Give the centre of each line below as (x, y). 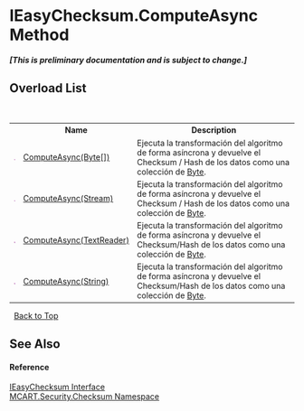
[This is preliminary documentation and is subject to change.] (128, 60)
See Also (35, 344)
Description (214, 130)
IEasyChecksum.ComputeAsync (134, 16)
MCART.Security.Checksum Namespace (85, 397)
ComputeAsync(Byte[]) (66, 157)
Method (39, 35)
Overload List (48, 88)
